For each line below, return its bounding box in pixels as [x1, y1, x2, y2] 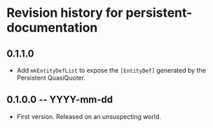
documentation [6, 20, 98, 36]
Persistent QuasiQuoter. [16, 73, 85, 82]
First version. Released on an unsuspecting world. [16, 112, 162, 120]
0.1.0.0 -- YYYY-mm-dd [6, 94, 114, 106]
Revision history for [6, 5, 123, 21]
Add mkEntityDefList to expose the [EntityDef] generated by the [16, 66, 206, 74]
